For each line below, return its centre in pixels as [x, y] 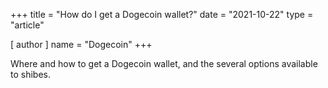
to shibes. [30, 74]
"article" [27, 25]
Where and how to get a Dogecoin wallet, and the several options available [164, 63]
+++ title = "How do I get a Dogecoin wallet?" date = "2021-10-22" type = [162, 14]
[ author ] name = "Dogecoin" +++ [81, 44]
